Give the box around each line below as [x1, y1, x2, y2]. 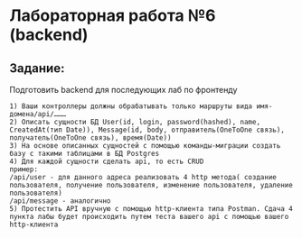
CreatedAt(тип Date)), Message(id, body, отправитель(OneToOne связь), [9, 125, 285, 134]
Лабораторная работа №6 [9, 5, 216, 26]
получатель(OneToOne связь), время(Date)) [9, 133, 172, 142]
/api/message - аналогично [9, 197, 111, 206]
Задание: [9, 60, 65, 76]
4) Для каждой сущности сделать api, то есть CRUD [9, 157, 204, 166]
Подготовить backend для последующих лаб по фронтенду [9, 85, 238, 95]
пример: [9, 165, 39, 174]
